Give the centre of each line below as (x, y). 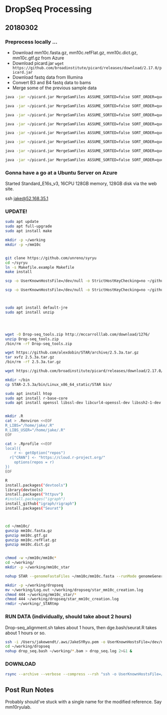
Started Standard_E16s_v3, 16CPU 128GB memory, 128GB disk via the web (81, 183)
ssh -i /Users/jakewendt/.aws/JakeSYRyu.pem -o (55, 642)
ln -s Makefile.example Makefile (40, 267)
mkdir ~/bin (17, 380)
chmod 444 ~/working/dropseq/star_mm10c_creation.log (62, 599)
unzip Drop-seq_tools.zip (32, 339)
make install (19, 272)
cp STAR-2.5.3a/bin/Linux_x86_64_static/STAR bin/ (59, 384)
